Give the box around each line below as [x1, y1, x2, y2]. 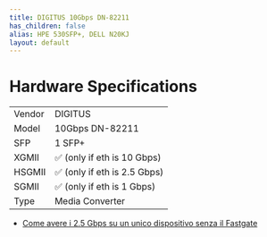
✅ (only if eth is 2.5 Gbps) [54, 166, 164, 179]
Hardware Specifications [9, 77, 198, 97]
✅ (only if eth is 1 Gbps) [54, 181, 156, 193]
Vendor [13, 108, 45, 121]
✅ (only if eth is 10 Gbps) [54, 151, 162, 164]
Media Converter [54, 195, 126, 207]
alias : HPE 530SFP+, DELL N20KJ [9, 30, 129, 38]
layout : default [9, 38, 70, 47]
